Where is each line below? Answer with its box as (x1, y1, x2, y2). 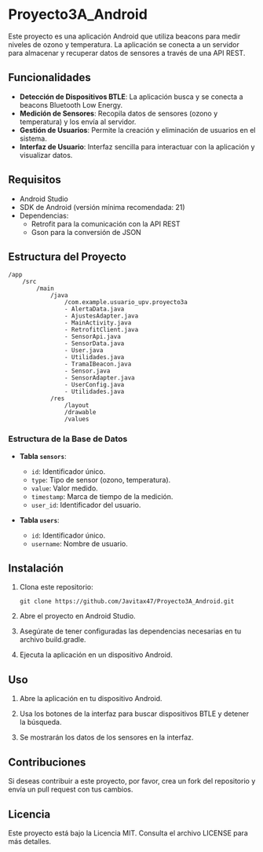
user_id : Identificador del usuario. (31, 500, 141, 509)
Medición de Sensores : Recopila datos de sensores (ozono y (19, 108, 218, 118)
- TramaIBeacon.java (64, 360, 132, 369)
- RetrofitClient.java (64, 326, 139, 334)
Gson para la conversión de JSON (31, 227, 141, 237)
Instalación (8, 562, 64, 575)
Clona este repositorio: (19, 582, 93, 592)
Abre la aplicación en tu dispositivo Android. (19, 694, 163, 703)
